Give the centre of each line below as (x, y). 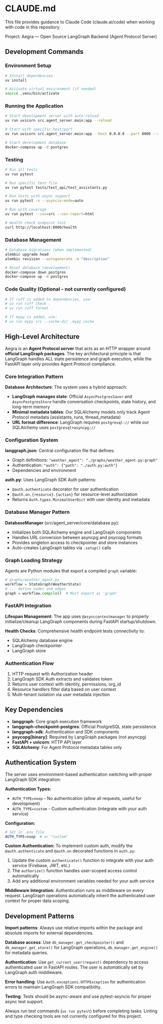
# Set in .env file (25, 832)
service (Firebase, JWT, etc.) (41, 866)
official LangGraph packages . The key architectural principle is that (73, 353)
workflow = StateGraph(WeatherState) (43, 584)
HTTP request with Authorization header (52, 674)
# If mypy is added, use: (31, 317)
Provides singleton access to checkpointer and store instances (75, 542)
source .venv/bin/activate (32, 94)
